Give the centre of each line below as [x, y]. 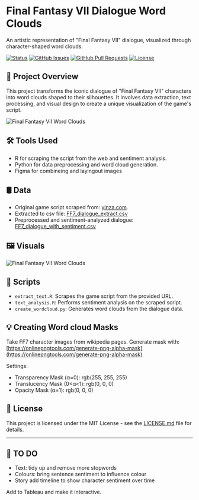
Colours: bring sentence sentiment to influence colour [81, 474]
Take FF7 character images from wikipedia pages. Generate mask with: [93, 342]
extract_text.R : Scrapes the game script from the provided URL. [94, 296]
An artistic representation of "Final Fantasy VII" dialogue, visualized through [99, 40]
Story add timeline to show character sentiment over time [85, 480]
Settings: [17, 366]
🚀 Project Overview [42, 76]
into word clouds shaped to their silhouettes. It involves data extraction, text [99, 97]
